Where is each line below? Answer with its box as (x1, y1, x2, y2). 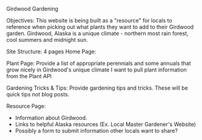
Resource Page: (6, 102, 46, 110)
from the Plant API (6, 73, 52, 79)
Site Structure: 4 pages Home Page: (6, 48, 96, 55)
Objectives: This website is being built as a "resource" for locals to (6, 17, 173, 24)
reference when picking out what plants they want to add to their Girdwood (6, 24, 194, 30)
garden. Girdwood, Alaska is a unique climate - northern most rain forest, (6, 30, 189, 37)
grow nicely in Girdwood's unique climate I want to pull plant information (6, 66, 187, 73)
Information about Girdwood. (15, 115, 87, 121)
